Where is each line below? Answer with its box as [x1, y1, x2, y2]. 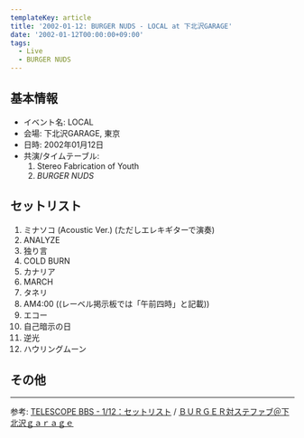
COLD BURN [23, 255, 70, 266]
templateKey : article [10, 13, 92, 23]
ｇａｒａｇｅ [25, 417, 74, 429]
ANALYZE [23, 234, 60, 245]
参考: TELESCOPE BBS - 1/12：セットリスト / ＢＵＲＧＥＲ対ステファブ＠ [10, 406, 282, 417]
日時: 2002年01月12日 [23, 139, 105, 150]
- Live [18, 47, 43, 56]
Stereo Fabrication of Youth [36, 160, 139, 172]
